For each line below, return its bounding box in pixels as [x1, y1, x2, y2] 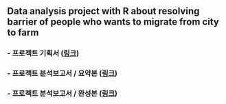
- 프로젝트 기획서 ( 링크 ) [7, 49, 80, 58]
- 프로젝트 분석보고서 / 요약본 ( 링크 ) [7, 68, 118, 78]
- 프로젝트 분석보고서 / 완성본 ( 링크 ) [7, 89, 118, 99]
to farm [7, 27, 39, 38]
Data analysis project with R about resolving [7, 5, 200, 17]
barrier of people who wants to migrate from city [7, 16, 220, 28]
